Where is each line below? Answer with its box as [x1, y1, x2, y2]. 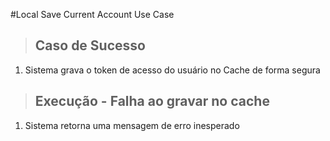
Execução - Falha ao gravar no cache [34, 93, 270, 110]
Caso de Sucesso [34, 37, 146, 54]
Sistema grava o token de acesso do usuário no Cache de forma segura [24, 64, 321, 76]
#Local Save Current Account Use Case [10, 9, 175, 20]
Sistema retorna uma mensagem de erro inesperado [24, 119, 240, 131]
